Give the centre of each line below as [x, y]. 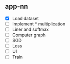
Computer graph [29, 35]
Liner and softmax [30, 29]
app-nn [17, 7]
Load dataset [25, 18]
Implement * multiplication [39, 24]
